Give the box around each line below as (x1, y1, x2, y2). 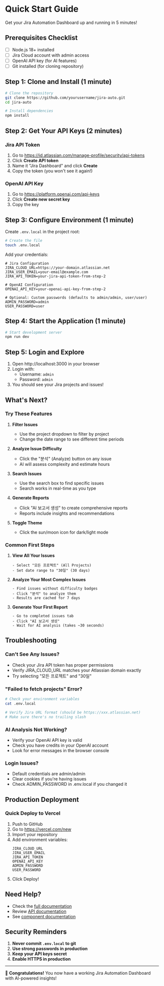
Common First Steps (5, 541, 55, 548)
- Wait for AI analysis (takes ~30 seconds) (12, 623, 104, 628)
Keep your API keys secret (12, 951, 67, 957)
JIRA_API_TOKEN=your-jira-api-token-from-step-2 (5, 273, 106, 279)
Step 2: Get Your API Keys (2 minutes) (5, 126, 123, 135)
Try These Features (5, 410, 53, 417)
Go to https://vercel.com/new (12, 826, 72, 832)
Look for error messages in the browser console (12, 747, 109, 753)
